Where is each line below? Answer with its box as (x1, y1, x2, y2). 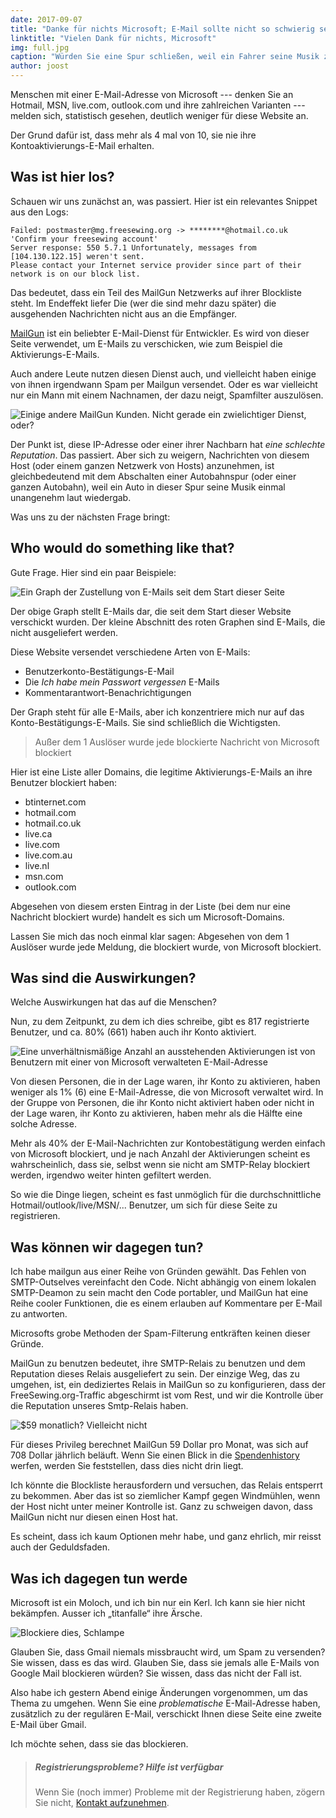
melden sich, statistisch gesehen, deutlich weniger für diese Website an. (10, 110, 309, 121)
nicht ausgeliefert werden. (10, 626, 119, 638)
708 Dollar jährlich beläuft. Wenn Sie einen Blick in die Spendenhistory (10, 1449, 300, 1461)
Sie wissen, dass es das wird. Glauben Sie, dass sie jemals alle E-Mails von (10, 1657, 320, 1669)
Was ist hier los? (10, 169, 115, 186)
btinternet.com (24, 796, 87, 808)
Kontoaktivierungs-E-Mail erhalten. (10, 140, 155, 151)
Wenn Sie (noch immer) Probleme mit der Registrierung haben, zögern (34, 1786, 326, 1798)
